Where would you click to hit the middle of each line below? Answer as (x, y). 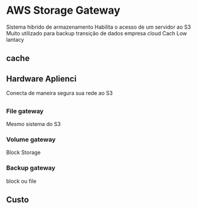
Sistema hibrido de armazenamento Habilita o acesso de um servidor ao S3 (99, 27)
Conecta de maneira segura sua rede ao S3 (60, 93)
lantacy (15, 39)
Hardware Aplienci (41, 79)
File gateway (25, 111)
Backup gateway (31, 168)
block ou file (21, 181)
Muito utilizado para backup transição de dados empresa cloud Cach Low (97, 33)
